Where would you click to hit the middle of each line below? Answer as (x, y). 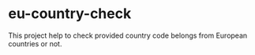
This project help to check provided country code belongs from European (128, 35)
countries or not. (35, 43)
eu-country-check (70, 14)
